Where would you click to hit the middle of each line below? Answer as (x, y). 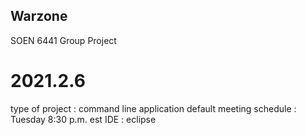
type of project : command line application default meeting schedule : (153, 108)
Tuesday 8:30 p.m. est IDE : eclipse (83, 119)
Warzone (39, 16)
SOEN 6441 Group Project (63, 40)
